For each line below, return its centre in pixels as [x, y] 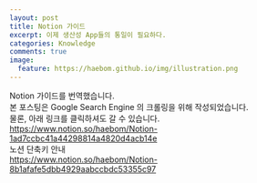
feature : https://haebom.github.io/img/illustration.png [128, 69]
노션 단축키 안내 [38, 149]
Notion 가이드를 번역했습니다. [62, 96]
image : [22, 60]
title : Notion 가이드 [48, 26]
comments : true [38, 52]
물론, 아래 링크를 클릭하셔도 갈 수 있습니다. [85, 118]
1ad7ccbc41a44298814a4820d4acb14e [83, 138]
